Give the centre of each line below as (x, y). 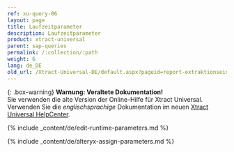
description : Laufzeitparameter (54, 33)
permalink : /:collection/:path (53, 53)
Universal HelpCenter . (39, 114)
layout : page (26, 20)
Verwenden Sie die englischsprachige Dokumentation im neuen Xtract (108, 107)
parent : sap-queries (37, 46)
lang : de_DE (24, 66)
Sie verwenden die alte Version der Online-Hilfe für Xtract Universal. (105, 99)
